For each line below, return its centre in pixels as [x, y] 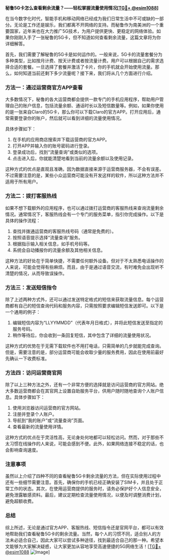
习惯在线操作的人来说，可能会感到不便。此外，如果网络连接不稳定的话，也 [87, 444]
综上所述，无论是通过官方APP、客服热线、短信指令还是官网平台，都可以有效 [84, 527]
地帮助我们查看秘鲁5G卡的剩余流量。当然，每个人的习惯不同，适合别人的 [81, 534]
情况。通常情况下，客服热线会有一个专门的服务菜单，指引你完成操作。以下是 [84, 214]
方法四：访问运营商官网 [33, 372]
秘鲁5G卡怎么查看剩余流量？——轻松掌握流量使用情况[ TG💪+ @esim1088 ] [82, 8]
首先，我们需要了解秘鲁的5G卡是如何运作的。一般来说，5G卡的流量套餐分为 [84, 54]
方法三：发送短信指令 [31, 288]
